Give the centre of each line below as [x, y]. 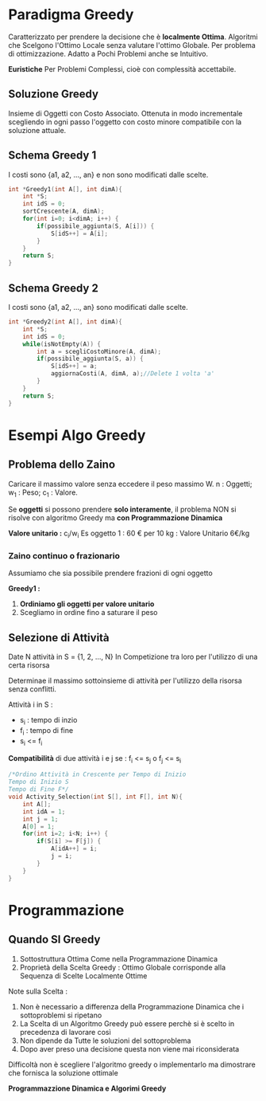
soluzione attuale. [37, 130]
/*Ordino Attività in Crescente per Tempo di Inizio [97, 774]
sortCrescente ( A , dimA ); [64, 212]
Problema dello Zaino [62, 465]
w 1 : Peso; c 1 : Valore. [43, 493]
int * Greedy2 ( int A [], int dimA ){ [66, 322]
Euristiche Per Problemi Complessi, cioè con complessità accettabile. [122, 69]
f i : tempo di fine [46, 731]
